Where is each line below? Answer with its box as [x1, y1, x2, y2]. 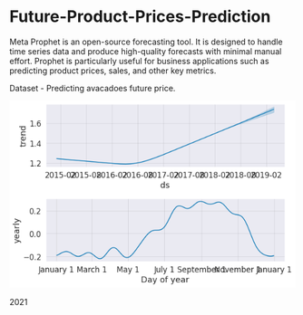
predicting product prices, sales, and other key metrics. [9, 65, 217, 76]
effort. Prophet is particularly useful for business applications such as [9, 55, 269, 66]
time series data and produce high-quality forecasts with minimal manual [9, 45, 282, 56]
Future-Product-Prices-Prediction [9, 6, 271, 27]
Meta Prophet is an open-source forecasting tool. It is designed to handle [9, 36, 283, 47]
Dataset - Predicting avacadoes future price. [9, 82, 176, 93]
